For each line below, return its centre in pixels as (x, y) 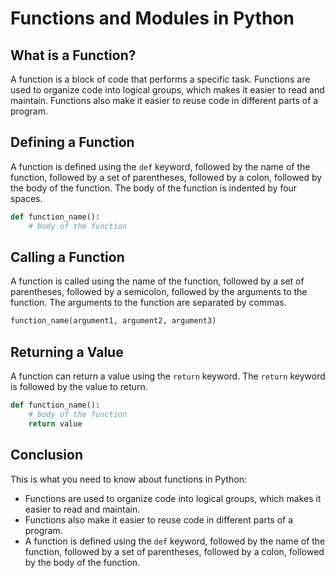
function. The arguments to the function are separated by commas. (148, 303)
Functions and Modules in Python (152, 18)
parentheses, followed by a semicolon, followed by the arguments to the (159, 292)
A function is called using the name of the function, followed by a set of (157, 281)
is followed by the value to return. (79, 387)
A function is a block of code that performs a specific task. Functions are (160, 79)
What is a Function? (73, 55)
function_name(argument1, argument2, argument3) (113, 321)
